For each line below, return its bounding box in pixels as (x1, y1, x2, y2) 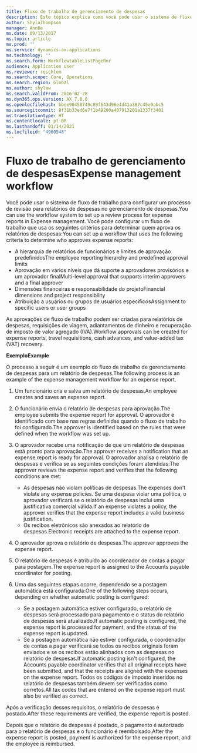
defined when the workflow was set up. (14, 430, 110, 437)
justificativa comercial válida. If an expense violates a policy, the (23, 503, 177, 510)
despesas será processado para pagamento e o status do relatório (23, 611, 185, 618)
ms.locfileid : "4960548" (6, 129, 67, 135)
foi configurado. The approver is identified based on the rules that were (14, 423, 186, 430)
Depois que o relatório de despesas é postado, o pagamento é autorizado (6, 721, 184, 728)
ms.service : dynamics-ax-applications (6, 47, 101, 53)
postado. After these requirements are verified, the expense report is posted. (6, 710, 191, 717)
